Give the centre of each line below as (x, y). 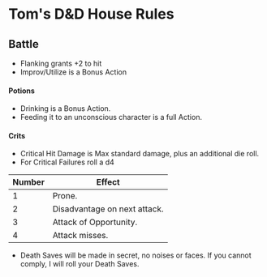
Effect (108, 182)
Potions (22, 91)
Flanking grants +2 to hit (61, 63)
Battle (24, 44)
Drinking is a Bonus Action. (65, 109)
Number (28, 182)
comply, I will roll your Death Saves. (80, 264)
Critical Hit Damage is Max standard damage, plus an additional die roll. (140, 154)
